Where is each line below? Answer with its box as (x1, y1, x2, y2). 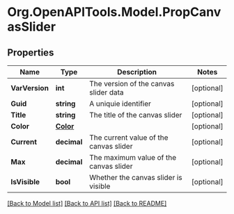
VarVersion (10, 83, 49, 92)
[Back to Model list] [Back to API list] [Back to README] (7, 199, 167, 207)
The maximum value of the (89, 153, 176, 162)
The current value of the (89, 133, 169, 142)
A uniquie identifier (89, 99, 152, 108)
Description (117, 67, 157, 76)
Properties (7, 47, 54, 58)
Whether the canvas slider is (89, 173, 182, 182)
